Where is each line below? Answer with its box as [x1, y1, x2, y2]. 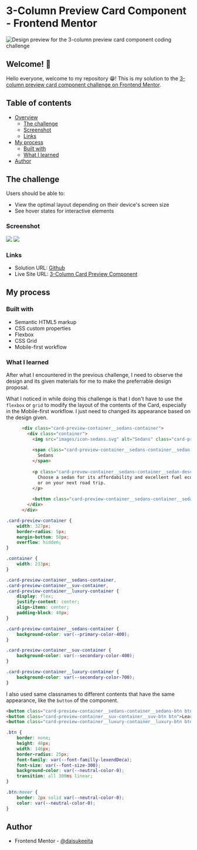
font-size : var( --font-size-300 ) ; [16, 762, 101, 768]
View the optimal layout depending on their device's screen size [14, 201, 169, 208]
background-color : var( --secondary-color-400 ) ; [16, 653, 135, 659]
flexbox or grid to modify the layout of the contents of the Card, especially [6, 401, 186, 409]
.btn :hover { [6, 790, 38, 795]
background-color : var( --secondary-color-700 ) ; [16, 674, 135, 680]
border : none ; [16, 735, 51, 741]
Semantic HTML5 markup [14, 318, 77, 325]
